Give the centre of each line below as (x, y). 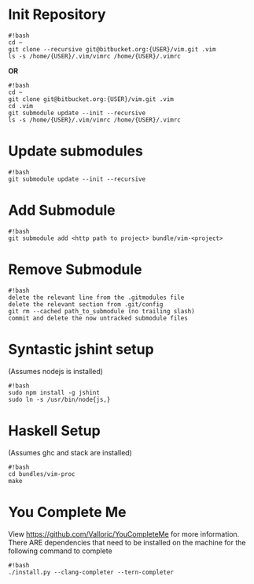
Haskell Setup (54, 431)
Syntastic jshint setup (81, 349)
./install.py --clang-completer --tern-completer (91, 572)
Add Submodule (62, 210)
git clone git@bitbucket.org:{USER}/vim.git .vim (91, 99)
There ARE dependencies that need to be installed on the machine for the (127, 542)
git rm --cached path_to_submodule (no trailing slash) (101, 311)
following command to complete (60, 551)
